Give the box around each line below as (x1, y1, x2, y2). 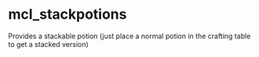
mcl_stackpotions (8, 5, 127, 23)
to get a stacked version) (8, 39, 89, 48)
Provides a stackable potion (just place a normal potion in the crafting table (8, 31, 251, 41)
